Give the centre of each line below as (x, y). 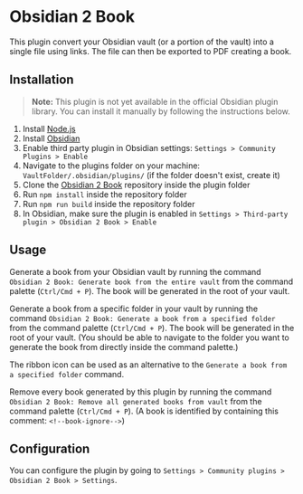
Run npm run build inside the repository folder (109, 204)
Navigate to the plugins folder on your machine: (111, 166)
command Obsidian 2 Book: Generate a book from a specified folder (142, 318)
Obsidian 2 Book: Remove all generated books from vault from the (136, 401)
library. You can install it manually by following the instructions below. (161, 111)
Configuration (50, 448)
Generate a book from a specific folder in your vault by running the (134, 309)
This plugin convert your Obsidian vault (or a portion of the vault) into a (142, 42)
